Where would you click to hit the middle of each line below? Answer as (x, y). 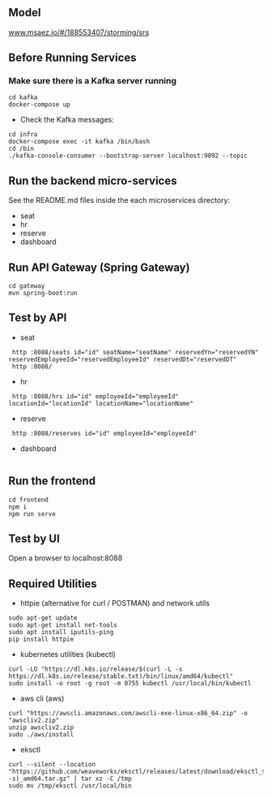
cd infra (23, 135)
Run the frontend (52, 481)
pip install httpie (41, 639)
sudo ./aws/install (41, 735)
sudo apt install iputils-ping (61, 633)
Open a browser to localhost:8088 (66, 558)
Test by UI (34, 538)
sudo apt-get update (43, 618)
